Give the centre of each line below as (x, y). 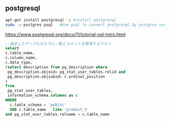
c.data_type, (19, 63)
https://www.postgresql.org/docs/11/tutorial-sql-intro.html (65, 34)
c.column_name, (21, 58)
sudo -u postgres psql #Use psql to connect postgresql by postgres (81, 25)
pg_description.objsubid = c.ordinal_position (56, 76)
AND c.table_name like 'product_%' (50, 109)
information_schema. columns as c (43, 96)
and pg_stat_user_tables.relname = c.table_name (57, 114)
